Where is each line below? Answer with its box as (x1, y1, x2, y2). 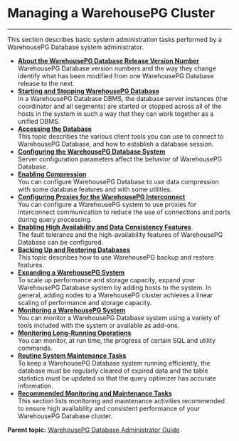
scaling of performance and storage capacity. (17, 298, 152, 307)
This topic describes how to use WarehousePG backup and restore (17, 253, 215, 261)
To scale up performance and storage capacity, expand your (17, 275, 196, 284)
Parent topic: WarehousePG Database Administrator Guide (7, 425, 180, 434)
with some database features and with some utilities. (17, 185, 172, 193)
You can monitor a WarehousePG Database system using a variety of (17, 313, 221, 322)
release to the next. (17, 79, 75, 87)
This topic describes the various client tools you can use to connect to (17, 132, 224, 140)
